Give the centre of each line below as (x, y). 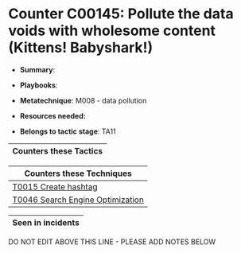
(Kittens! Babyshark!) (81, 48)
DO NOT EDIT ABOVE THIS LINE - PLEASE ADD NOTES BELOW (112, 241)
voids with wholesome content (112, 31)
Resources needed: (52, 115)
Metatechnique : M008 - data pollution (83, 100)
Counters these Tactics (58, 150)
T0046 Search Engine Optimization (78, 200)
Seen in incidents (46, 222)
